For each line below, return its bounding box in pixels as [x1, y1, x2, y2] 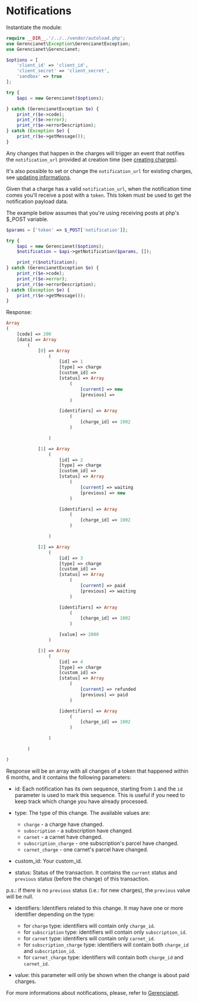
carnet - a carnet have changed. [23, 833, 103, 840]
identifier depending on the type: [14, 911, 95, 918]
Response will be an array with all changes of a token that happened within [6, 767, 189, 774]
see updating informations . [6, 174, 72, 181]
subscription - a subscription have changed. [23, 827, 133, 834]
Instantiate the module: [6, 24, 62, 31]
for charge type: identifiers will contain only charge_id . [23, 922, 155, 929]
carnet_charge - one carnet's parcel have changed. [23, 846, 149, 853]
